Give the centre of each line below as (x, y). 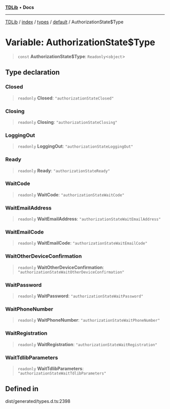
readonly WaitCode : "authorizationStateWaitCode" (71, 194)
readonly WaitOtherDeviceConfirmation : (61, 267)
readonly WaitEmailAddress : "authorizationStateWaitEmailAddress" (89, 219)
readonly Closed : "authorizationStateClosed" (66, 98)
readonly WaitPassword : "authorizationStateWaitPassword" (80, 296)
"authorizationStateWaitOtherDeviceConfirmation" (71, 272)
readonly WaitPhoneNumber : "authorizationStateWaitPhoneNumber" (89, 320)
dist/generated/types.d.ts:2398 (38, 401)
